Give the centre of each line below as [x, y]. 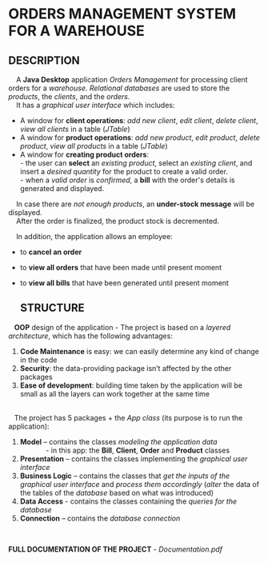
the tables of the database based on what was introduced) [117, 492]
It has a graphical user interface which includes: [95, 105]
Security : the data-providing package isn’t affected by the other [126, 368]
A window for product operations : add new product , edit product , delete [140, 138]
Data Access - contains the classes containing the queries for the [128, 501]
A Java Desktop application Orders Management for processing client [132, 80]
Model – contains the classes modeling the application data [118, 441]
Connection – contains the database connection [100, 518]
